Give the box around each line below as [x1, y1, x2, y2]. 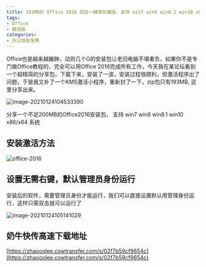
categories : [6, 32, 37, 38]
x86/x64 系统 [6, 118, 40, 126]
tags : [6, 15, 20, 21]
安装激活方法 [6, 138, 55, 149]
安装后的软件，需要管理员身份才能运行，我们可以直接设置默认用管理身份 [6, 192, 189, 199]
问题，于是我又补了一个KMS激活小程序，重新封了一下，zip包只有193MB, [6, 78, 190, 85]
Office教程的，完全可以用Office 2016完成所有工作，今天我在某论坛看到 [17, 63, 196, 70]
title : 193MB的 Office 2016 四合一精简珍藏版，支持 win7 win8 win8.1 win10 [6, 9, 193, 15]
